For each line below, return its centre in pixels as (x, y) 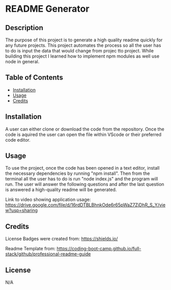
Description (24, 28)
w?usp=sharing (22, 210)
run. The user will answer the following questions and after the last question (85, 184)
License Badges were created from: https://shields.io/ (62, 239)
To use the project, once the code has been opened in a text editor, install (82, 168)
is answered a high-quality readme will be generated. (61, 190)
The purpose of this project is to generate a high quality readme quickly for (84, 40)
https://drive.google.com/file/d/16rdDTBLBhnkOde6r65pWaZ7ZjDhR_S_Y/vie (85, 205)
